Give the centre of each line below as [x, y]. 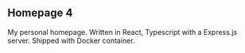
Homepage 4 [40, 13]
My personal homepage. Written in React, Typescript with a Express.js [122, 32]
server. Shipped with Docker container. [71, 40]
